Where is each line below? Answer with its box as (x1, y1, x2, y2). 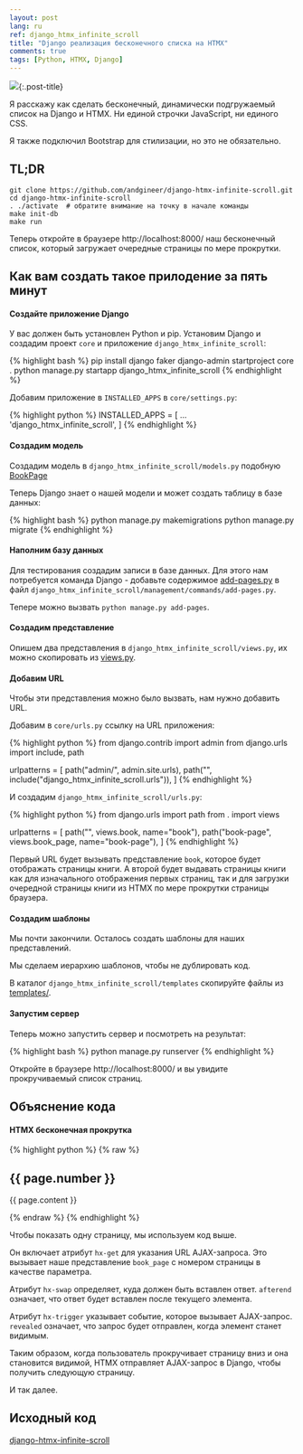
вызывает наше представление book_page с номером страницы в (9, 1257, 260, 1268)
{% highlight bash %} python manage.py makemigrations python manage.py (9, 515, 295, 525)
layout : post (9, 13, 59, 23)
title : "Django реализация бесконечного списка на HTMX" (9, 38, 229, 48)
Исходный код (9, 1411, 97, 1426)
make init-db (9, 209, 59, 218)
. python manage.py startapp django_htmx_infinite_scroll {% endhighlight (9, 365, 282, 376)
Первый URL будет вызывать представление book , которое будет (9, 854, 261, 864)
